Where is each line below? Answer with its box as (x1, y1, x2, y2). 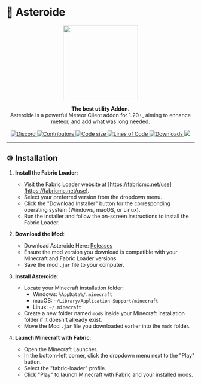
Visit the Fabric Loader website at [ (23, 181, 110, 188)
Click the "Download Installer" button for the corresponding (23, 200, 170, 207)
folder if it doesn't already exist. (23, 316, 102, 323)
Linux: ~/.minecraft (32, 303, 82, 310)
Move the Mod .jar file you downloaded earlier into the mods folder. (23, 322, 190, 330)
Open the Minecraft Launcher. (23, 345, 98, 352)
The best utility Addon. (71, 105, 130, 112)
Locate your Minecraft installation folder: (23, 284, 124, 291)
